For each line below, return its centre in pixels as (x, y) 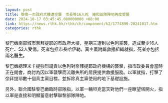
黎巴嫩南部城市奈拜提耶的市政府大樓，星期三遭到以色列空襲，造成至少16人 (82, 43)
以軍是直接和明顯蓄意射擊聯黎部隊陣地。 (47, 96)
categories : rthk (23, 28)
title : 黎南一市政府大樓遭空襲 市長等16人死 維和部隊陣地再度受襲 (67, 14)
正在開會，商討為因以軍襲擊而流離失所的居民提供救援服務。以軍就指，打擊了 (84, 72)
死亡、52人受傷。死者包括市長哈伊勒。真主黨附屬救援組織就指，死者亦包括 (82, 49)
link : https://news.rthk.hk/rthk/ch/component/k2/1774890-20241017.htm (81, 24)
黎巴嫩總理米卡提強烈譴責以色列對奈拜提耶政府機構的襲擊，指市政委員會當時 (84, 66)
